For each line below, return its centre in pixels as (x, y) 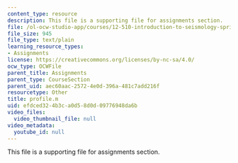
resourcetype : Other (38, 92)
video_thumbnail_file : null (55, 119)
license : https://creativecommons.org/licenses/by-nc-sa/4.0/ (101, 60)
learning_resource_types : (45, 47)
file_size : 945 (30, 34)
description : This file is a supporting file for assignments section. (115, 20)
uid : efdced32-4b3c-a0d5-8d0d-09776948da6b (73, 106)
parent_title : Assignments (47, 73)
